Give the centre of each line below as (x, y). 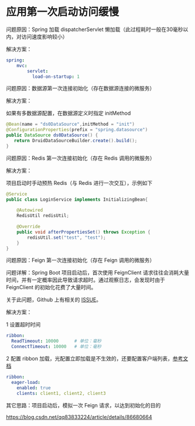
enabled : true (34, 388)
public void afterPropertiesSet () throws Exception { (83, 232)
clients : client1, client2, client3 (61, 393)
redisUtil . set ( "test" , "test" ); (67, 238)
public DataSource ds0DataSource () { (52, 135)
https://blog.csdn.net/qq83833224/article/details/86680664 (79, 417)
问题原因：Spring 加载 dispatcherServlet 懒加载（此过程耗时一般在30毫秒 (95, 29)
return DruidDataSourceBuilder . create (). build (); (76, 141)
